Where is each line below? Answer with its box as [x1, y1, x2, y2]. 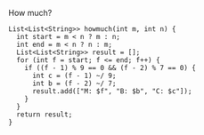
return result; [16, 110, 73, 119]
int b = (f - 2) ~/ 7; [31, 79, 117, 88]
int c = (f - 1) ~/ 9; [31, 71, 117, 80]
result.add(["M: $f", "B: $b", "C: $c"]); [31, 87, 192, 96]
